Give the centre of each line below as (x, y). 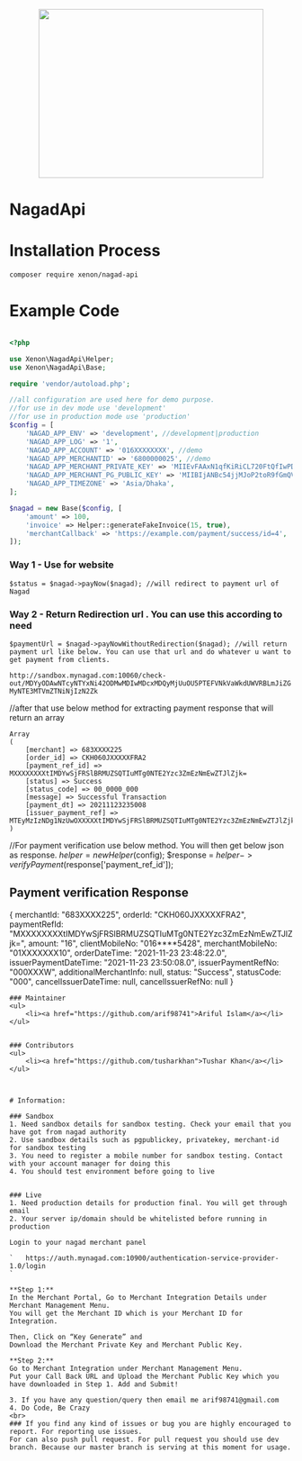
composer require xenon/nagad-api (74, 275)
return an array (37, 717)
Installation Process (85, 251)
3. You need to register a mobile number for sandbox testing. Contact (146, 1156)
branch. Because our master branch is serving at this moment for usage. (151, 1447)
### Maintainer (38, 998)
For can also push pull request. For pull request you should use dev (144, 1439)
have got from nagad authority (68, 1132)
